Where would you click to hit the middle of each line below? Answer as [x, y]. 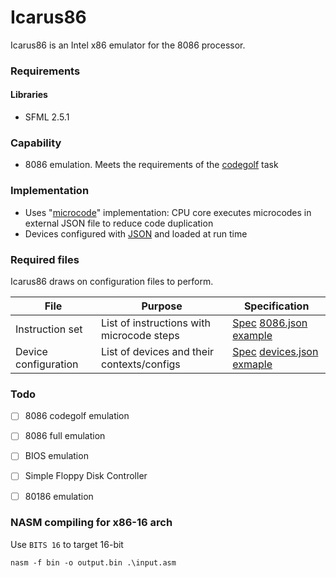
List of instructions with [155, 323]
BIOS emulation [56, 456]
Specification [276, 306]
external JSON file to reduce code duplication [119, 223]
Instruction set [49, 329]
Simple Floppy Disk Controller [86, 476]
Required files [45, 259]
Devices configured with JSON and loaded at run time [136, 233]
